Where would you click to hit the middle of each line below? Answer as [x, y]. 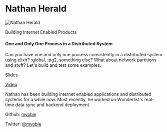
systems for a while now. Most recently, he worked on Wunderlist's [74, 100]
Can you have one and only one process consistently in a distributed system [84, 55]
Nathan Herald [36, 9]
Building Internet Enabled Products [41, 32]
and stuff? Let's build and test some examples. [53, 65]
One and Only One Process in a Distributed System [59, 43]
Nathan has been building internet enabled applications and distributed [78, 94]
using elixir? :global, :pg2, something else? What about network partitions [81, 60]
